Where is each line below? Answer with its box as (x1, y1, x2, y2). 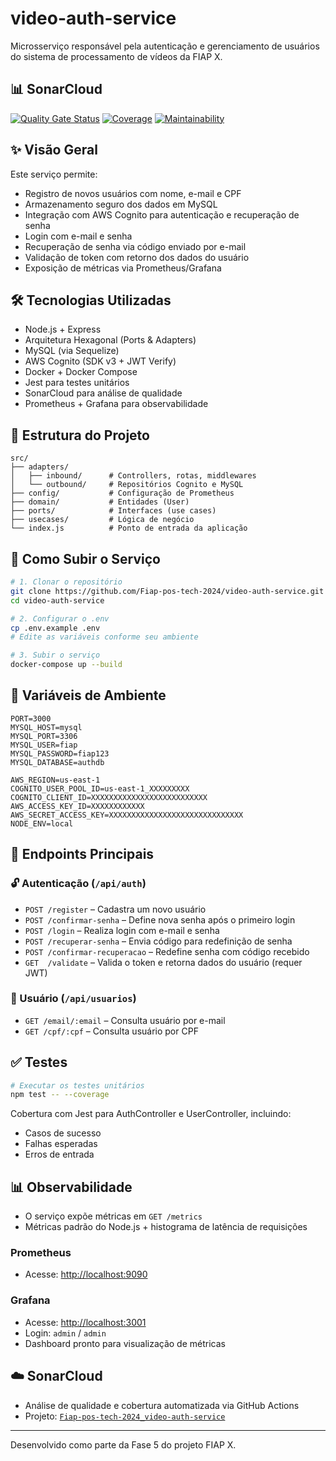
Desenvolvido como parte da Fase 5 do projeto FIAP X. (10, 1438, 237, 1451)
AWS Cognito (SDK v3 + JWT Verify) (24, 355, 177, 367)
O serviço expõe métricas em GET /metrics (24, 1210, 203, 1222)
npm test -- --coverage (10, 1090, 110, 1100)
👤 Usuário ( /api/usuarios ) (10, 992, 137, 1006)
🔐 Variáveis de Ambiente (10, 687, 167, 704)
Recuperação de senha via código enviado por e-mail (24, 240, 247, 252)
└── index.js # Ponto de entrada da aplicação (10, 523, 248, 534)
